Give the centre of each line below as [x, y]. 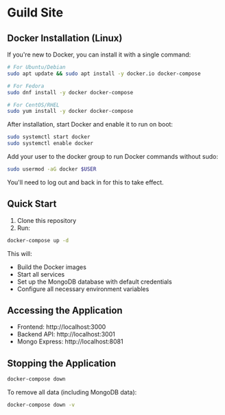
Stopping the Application [62, 363]
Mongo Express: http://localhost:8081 [70, 341]
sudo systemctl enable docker [50, 143]
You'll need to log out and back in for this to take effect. [85, 182]
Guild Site [35, 13]
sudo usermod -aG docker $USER [52, 169]
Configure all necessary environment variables [83, 289]
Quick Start [32, 204]
